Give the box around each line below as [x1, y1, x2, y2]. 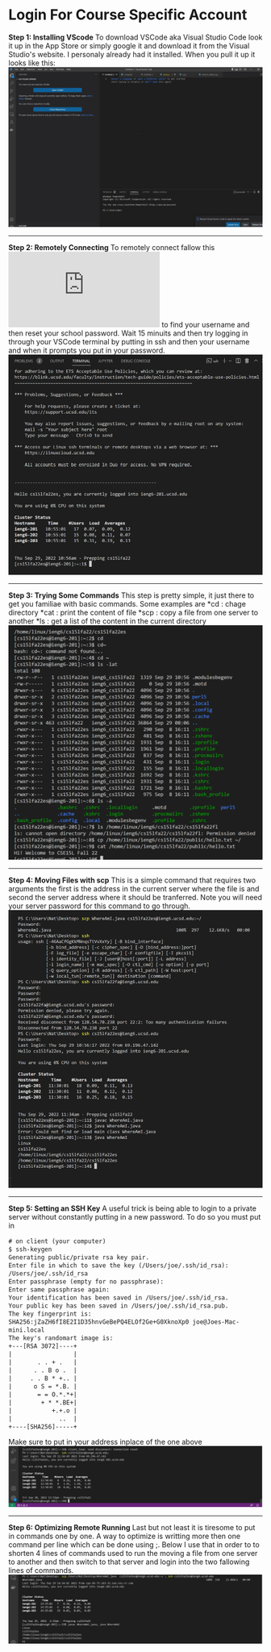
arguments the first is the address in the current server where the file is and [8, 883, 260, 893]
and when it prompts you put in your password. [8, 345, 165, 356]
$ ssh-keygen [8, 1245, 52, 1254]
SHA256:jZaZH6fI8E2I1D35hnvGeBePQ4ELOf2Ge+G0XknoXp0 [8, 1317, 190, 1326]
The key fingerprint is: [8, 1309, 92, 1318]
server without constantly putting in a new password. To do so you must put [8, 1212, 261, 1221]
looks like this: [8, 58, 56, 68]
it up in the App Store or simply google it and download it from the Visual [8, 40, 250, 50]
